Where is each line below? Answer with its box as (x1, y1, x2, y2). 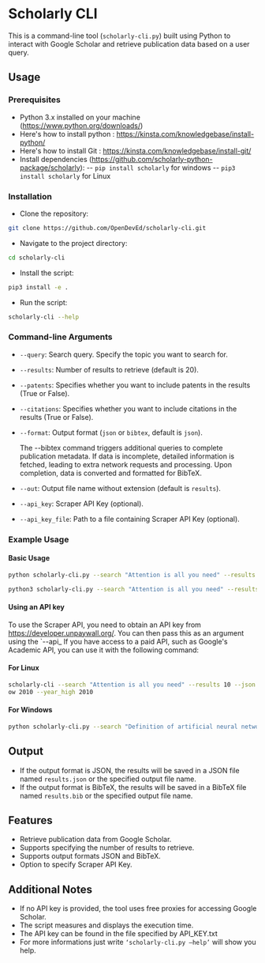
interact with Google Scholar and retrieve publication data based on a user (8, 39, 250, 48)
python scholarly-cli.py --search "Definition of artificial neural (8, 723, 238, 731)
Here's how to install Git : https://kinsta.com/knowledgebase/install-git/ (19, 145, 252, 155)
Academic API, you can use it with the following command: (8, 645, 200, 655)
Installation (8, 191, 53, 202)
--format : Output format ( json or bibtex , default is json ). (19, 428, 203, 437)
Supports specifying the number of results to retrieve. (19, 843, 195, 852)
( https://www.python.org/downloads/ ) (19, 120, 144, 130)
